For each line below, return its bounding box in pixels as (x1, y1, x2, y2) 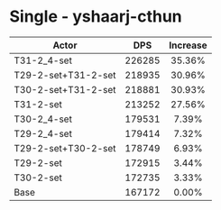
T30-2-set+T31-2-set (14, 83, 116, 96)
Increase (169, 39, 207, 51)
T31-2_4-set (14, 54, 72, 67)
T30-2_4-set (14, 113, 72, 125)
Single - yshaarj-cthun (9, 6, 182, 27)
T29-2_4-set (14, 127, 72, 140)
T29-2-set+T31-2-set (14, 68, 116, 81)
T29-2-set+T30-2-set (14, 142, 116, 154)
